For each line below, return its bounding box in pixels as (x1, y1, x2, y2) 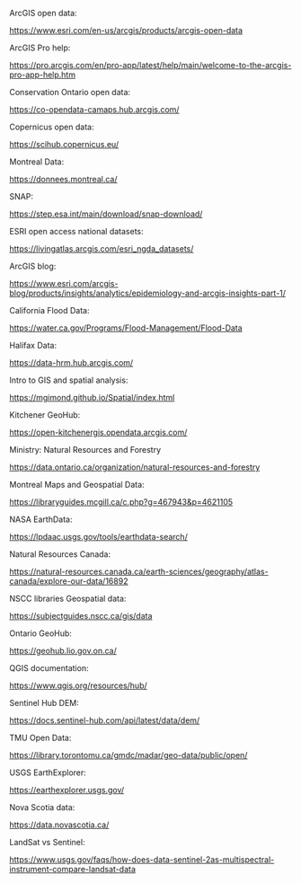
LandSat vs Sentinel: (9, 837, 85, 847)
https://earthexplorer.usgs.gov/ (9, 785, 125, 795)
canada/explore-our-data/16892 (9, 576, 128, 587)
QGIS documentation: (9, 663, 89, 673)
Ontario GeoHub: (9, 628, 72, 639)
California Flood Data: (9, 305, 90, 315)
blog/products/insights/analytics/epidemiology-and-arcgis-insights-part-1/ (9, 287, 286, 298)
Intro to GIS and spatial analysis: (9, 375, 128, 385)
